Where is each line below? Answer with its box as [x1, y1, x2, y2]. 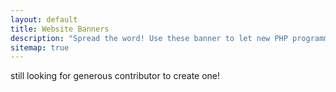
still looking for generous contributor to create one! [10, 70, 221, 82]
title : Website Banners [10, 24, 110, 34]
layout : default [10, 14, 78, 25]
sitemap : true [10, 42, 70, 53]
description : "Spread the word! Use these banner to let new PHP [10, 33, 288, 43]
